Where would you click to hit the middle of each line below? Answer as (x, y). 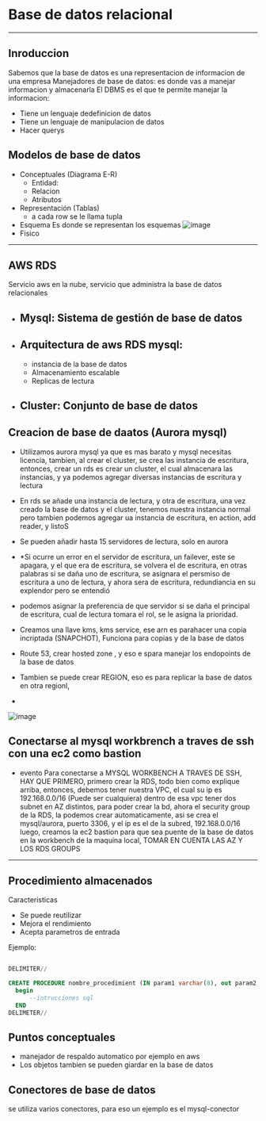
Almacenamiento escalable (76, 372)
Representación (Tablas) (60, 208)
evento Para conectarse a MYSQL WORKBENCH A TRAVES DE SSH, (131, 773)
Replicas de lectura (63, 381)
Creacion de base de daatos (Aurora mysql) (118, 432)
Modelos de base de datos (74, 155)
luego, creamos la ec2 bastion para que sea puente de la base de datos (137, 832)
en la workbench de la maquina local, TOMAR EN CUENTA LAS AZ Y (131, 840)
